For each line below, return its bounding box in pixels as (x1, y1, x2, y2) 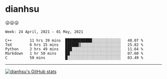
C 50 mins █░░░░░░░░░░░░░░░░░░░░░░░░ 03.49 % (5, 55, 143, 60)
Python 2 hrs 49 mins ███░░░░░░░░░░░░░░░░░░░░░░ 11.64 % (5, 46, 143, 51)
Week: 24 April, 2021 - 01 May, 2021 (5, 29, 83, 34)
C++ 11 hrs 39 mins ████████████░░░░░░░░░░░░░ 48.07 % (5, 38, 143, 43)
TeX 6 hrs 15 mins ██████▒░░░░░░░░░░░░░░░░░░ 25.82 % (5, 42, 143, 47)
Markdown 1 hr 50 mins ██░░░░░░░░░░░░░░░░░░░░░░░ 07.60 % (5, 51, 143, 56)
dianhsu (5, 3, 40, 15)
